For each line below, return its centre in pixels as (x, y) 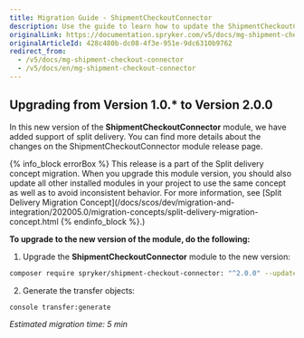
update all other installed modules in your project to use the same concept (148, 183)
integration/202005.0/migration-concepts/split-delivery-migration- (134, 212)
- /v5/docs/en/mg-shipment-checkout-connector (107, 69)
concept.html (34, 221)
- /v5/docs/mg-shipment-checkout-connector (100, 60)
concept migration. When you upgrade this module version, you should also (151, 173)
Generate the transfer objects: (79, 290)
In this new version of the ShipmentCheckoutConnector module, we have (148, 127)
